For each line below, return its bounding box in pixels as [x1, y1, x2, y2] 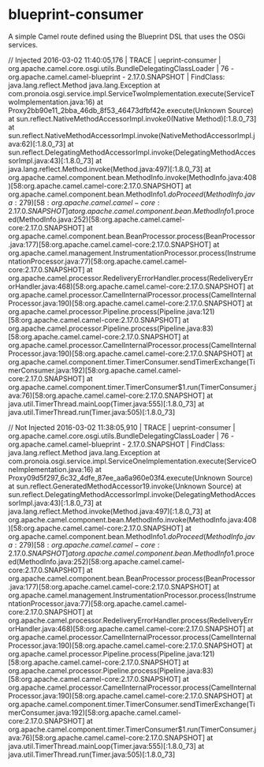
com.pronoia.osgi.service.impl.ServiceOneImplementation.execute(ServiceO [8, 456, 257, 466]
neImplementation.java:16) [8, 464, 94, 474]
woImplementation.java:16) [8, 97, 95, 107]
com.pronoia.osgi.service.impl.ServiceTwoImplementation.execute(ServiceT [8, 88, 255, 98]
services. [8, 39, 38, 49]
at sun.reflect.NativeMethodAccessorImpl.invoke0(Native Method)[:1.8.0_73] [8, 114, 257, 123]
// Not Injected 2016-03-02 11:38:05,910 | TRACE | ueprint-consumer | [8, 422, 236, 432]
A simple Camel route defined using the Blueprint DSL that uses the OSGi [8, 32, 246, 41]
